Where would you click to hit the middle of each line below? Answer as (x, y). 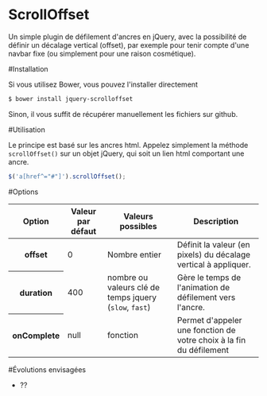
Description (216, 221)
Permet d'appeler (209, 320)
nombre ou (128, 278)
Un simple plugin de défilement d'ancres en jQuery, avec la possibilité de (128, 37)
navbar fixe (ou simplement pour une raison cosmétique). (102, 53)
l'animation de (203, 287)
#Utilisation (27, 130)
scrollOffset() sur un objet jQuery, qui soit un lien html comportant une (126, 153)
